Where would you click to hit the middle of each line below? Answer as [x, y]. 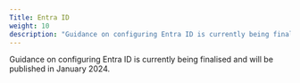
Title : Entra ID [39, 17]
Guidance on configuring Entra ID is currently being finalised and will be [142, 60]
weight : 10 [29, 26]
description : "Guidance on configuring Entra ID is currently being [139, 34]
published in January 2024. [59, 69]
